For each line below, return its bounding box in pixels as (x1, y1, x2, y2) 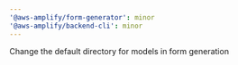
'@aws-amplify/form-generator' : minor (9, 12, 155, 22)
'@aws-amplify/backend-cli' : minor (9, 21, 143, 30)
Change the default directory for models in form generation (9, 45, 230, 56)
